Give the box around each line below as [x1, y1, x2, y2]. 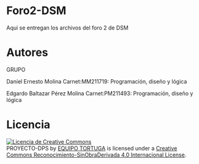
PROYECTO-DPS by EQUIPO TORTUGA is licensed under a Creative [6, 144, 178, 152]
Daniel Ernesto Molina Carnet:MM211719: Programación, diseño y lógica [6, 77, 187, 85]
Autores [6, 45, 48, 60]
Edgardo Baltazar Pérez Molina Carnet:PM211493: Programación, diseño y [6, 90, 193, 97]
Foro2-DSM [6, 4, 67, 18]
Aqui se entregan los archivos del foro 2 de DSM [6, 24, 129, 31]
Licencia [6, 118, 51, 132]
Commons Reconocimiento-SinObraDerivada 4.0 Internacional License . [6, 151, 187, 158]
